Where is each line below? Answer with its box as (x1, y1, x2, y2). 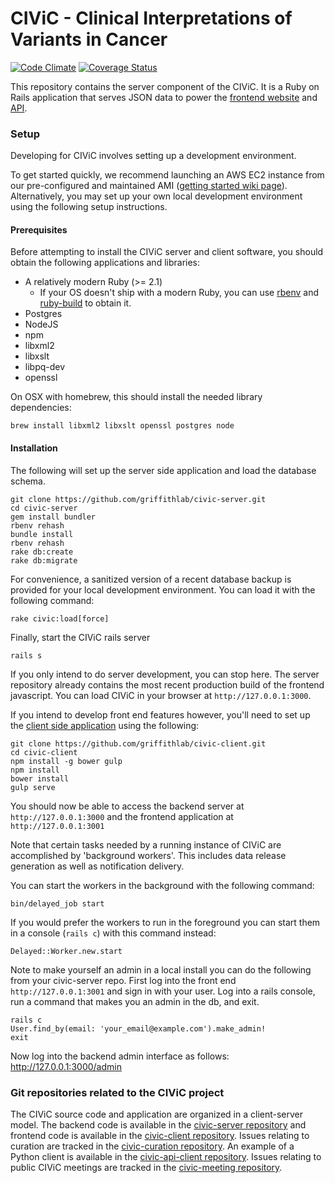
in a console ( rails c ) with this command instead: (10, 927, 217, 939)
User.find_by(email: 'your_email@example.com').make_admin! (10, 1023, 267, 1034)
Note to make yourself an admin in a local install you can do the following (10, 963, 312, 976)
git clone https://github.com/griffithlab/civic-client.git (10, 738, 267, 749)
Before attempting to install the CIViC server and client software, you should (10, 246, 324, 258)
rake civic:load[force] (10, 613, 110, 624)
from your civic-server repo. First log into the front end (10, 974, 237, 986)
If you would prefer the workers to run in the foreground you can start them (10, 916, 321, 928)
